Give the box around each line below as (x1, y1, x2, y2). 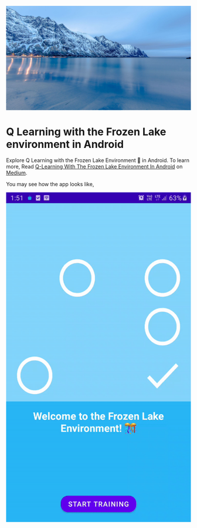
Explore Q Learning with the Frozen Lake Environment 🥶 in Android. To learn (6, 157, 189, 164)
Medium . (6, 169, 28, 176)
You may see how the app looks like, (6, 181, 94, 188)
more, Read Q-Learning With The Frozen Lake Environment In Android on (6, 163, 183, 170)
